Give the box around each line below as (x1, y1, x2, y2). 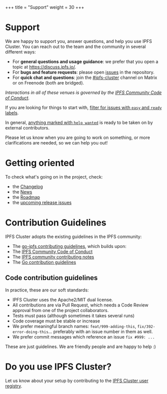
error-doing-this (12, 329, 49, 334)
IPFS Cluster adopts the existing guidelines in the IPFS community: (5, 233, 142, 239)
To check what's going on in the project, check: (5, 173, 103, 179)
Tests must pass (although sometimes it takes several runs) (12, 312, 135, 318)
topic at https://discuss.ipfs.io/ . (12, 63, 76, 69)
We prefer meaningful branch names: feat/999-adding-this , (12, 323, 136, 329)
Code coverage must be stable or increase (12, 317, 100, 324)
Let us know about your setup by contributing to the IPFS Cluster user (5, 377, 149, 383)
